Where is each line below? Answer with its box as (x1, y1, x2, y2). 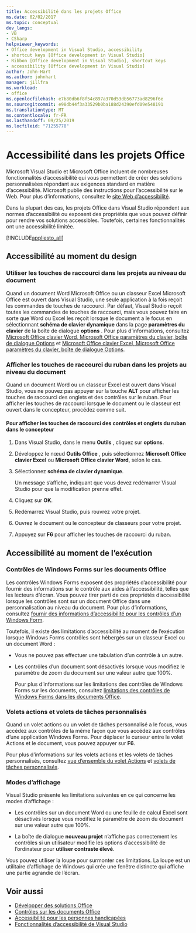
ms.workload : (6, 85, 38, 91)
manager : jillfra (6, 80, 49, 86)
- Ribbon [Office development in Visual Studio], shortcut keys (6, 58, 166, 63)
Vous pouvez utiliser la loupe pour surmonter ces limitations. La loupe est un (6, 857, 190, 864)
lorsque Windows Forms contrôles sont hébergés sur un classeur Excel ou (6, 634, 185, 641)
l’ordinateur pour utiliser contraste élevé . (14, 846, 115, 853)
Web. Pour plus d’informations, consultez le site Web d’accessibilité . (6, 193, 171, 200)
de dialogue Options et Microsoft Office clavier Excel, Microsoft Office (6, 339, 176, 346)
